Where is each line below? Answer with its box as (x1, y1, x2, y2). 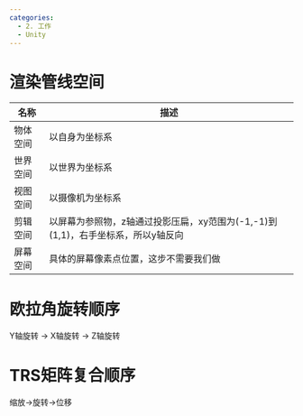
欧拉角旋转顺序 (9, 299, 121, 319)
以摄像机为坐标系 (49, 191, 122, 204)
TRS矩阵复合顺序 (9, 365, 136, 386)
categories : (9, 13, 54, 23)
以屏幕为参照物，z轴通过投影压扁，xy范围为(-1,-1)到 (49, 216, 278, 228)
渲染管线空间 (9, 71, 106, 92)
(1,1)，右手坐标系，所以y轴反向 (49, 229, 184, 242)
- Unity (17, 30, 47, 39)
